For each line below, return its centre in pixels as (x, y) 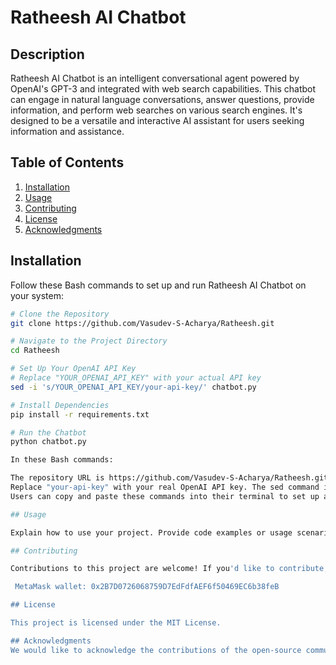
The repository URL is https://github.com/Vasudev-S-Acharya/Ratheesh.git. (171, 478)
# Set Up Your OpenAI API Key (73, 369)
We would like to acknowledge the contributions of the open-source (156, 650)
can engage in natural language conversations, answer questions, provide (162, 99)
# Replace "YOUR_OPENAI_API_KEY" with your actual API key (136, 378)
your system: (37, 295)
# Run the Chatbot (48, 432)
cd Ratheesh (35, 351)
